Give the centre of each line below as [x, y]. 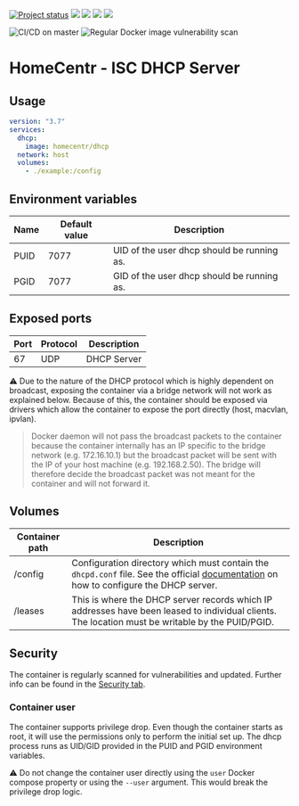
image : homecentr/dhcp [67, 146]
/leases [29, 611]
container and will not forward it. [90, 483]
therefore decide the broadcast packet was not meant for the [143, 473]
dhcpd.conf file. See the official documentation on [175, 573]
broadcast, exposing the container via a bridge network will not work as [141, 390]
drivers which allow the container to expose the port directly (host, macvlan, [149, 409]
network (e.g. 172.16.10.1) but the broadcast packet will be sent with [154, 455]
